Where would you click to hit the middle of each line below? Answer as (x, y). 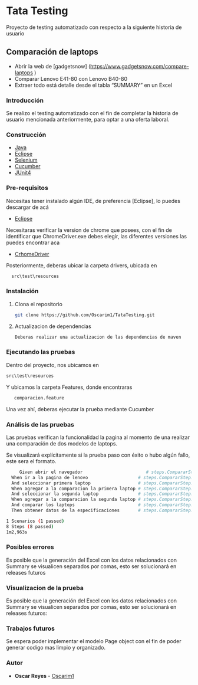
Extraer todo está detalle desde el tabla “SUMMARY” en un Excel (93, 85)
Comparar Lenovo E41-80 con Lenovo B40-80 (71, 78)
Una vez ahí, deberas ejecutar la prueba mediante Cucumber (80, 409)
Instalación (22, 291)
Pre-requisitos (27, 188)
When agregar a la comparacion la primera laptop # (76, 489)
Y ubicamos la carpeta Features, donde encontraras (69, 387)
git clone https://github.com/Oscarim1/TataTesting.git (85, 315)
